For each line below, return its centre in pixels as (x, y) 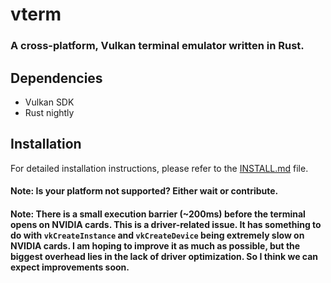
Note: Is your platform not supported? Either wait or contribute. (144, 191)
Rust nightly (49, 112)
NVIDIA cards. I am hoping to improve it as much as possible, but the (155, 245)
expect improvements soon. (70, 267)
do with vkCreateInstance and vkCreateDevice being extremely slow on (157, 235)
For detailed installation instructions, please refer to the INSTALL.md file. (159, 168)
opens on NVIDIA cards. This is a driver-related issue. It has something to (166, 224)
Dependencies (56, 78)
